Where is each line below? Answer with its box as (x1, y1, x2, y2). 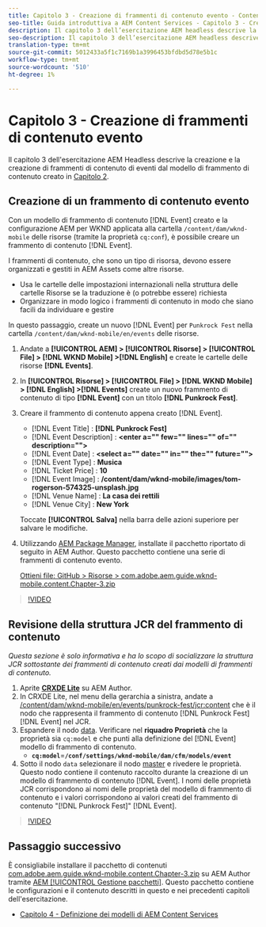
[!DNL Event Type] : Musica (31, 457, 123, 467)
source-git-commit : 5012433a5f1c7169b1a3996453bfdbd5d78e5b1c (8, 48, 218, 56)
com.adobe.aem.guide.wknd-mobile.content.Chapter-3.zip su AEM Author (8, 869, 251, 878)
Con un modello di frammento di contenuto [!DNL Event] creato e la (8, 216, 228, 225)
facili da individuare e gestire (19, 305, 115, 315)
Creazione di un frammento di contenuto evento (8, 194, 249, 208)
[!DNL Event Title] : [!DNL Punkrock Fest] (31, 424, 168, 433)
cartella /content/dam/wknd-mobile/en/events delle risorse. (8, 329, 199, 338)
